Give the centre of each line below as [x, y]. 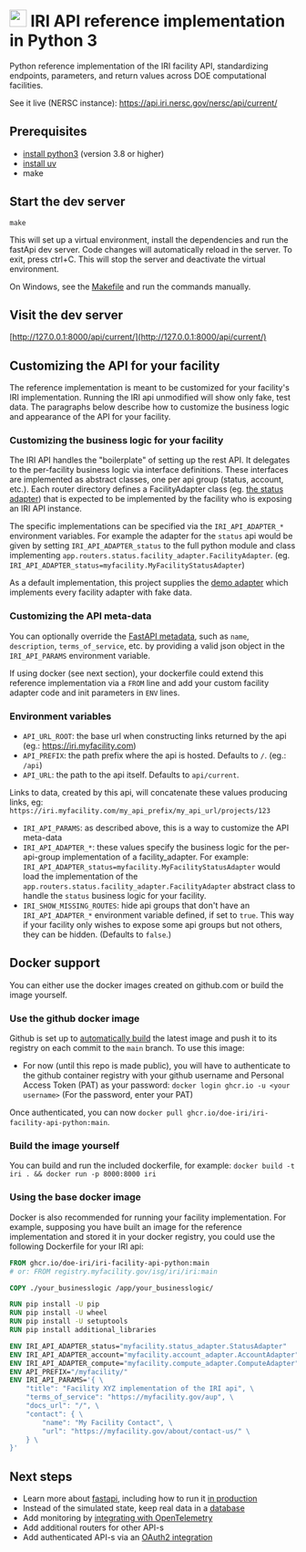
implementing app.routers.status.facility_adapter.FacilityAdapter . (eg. [150, 556]
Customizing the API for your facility [115, 365]
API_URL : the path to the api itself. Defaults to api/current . [131, 775]
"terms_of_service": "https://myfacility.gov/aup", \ [130, 1397]
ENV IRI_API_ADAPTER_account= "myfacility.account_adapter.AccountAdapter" [154, 1355]
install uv [40, 163]
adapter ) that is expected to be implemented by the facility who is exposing [151, 499]
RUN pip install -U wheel [58, 1313]
